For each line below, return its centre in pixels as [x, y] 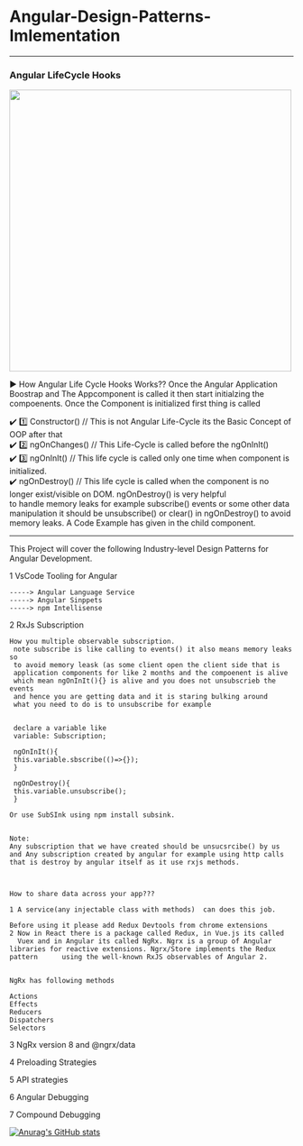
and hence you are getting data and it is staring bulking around [141, 697]
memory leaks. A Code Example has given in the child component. [133, 523]
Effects [24, 1004]
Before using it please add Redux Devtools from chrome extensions [139, 926]
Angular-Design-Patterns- [110, 17]
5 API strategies [39, 1080]
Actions [24, 997]
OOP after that [36, 435]
